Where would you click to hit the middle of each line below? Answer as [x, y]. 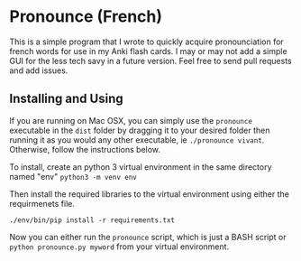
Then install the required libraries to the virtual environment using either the [150, 194]
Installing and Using [66, 99]
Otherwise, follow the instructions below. [85, 149]
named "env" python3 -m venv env [73, 176]
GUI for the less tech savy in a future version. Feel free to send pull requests [150, 61]
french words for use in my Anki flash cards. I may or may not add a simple [148, 51]
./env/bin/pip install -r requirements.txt [92, 220]
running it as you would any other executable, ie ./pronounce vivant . [137, 140]
